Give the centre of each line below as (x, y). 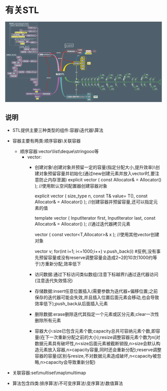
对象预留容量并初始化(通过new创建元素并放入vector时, (95, 174)
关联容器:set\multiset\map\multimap (49, 373)
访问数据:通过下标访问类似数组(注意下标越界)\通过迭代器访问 (96, 274)
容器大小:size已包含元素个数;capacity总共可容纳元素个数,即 (95, 331)
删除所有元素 (48, 321)
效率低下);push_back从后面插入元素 (71, 304)
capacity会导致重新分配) (71, 362)
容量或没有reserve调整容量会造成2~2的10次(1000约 (100, 258)
